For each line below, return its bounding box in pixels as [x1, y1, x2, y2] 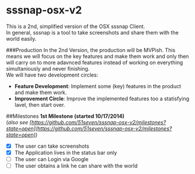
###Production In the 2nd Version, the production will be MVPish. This [6, 46, 176, 53]
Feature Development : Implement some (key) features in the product [14, 82, 181, 89]
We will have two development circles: [6, 71, 98, 78]
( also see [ [6, 119, 32, 126]
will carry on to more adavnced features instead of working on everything [6, 59, 183, 66]
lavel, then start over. [14, 101, 65, 108]
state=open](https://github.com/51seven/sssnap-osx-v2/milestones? [6, 125, 172, 132]
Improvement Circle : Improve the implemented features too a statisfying [14, 95, 190, 102]
